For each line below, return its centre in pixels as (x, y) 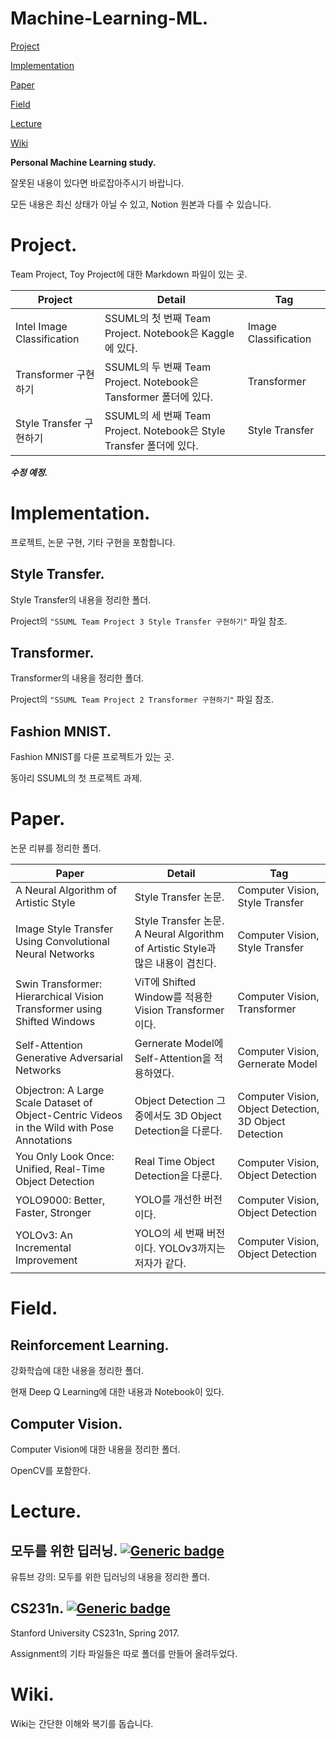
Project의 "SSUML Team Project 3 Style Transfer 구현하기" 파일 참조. (149, 621)
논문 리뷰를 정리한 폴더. (56, 848)
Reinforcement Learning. (90, 1345)
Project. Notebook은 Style (165, 430)
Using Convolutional (62, 942)
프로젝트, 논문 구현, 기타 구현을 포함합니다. (93, 542)
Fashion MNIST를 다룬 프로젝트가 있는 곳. (92, 757)
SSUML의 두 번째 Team (158, 367)
